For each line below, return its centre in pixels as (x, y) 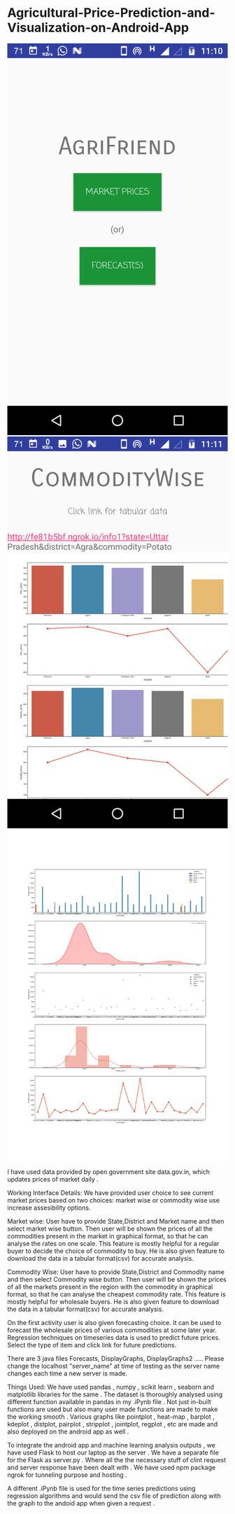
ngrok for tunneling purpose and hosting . (67, 1475)
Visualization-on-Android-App (98, 28)
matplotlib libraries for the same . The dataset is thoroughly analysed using (115, 1394)
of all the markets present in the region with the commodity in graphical (110, 1287)
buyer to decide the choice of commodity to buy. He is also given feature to (116, 1251)
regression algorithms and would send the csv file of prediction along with (114, 1496)
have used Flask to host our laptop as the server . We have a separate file (113, 1452)
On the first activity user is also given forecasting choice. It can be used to (114, 1322)
